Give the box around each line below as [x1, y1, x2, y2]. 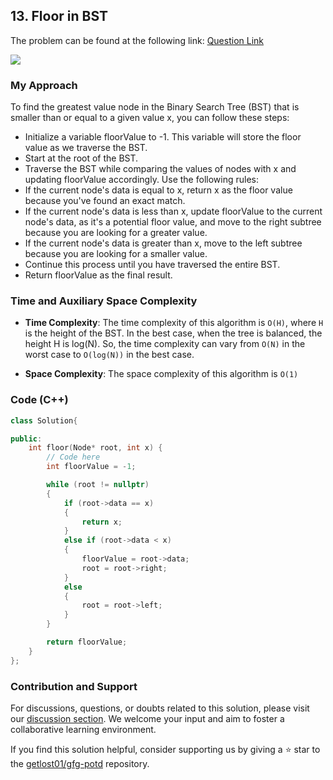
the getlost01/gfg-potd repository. [10, 758, 150, 769]
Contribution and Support [10, 679, 138, 693]
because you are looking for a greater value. [24, 227, 208, 239]
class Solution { [10, 415, 78, 426]
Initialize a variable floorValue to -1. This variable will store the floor [24, 131, 302, 143]
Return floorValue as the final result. [24, 269, 173, 281]
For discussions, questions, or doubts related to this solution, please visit [10, 702, 310, 714]
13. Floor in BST [10, 8, 109, 25]
